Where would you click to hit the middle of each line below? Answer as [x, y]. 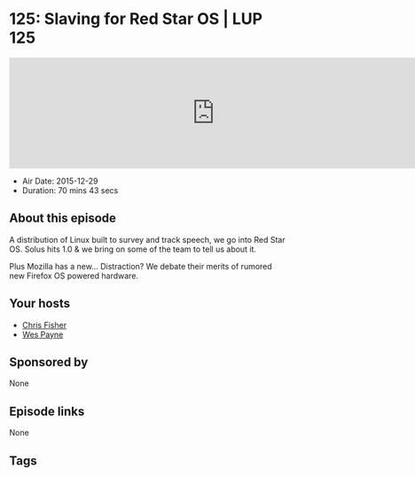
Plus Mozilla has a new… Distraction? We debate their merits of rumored [141, 266]
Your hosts [40, 304]
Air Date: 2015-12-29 [60, 181]
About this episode [63, 219]
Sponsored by [49, 362]
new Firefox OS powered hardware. [74, 276]
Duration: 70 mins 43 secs [70, 190]
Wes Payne [43, 334]
